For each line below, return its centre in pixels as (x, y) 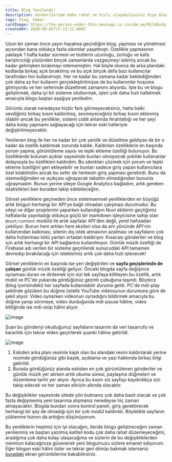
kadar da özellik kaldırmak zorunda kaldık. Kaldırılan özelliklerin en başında (84, 146)
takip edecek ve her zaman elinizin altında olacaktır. (67, 385)
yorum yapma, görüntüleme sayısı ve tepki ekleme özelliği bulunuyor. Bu (81, 151)
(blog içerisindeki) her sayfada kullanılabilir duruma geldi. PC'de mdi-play (83, 285)
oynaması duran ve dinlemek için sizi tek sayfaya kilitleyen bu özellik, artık (83, 275)
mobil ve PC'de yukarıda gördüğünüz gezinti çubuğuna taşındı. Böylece (81, 280)
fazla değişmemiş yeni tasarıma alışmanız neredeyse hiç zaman (72, 400)
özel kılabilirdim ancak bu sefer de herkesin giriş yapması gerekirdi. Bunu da (85, 173)
